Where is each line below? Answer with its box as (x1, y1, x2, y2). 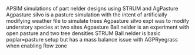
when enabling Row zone (6, 42, 68, 49)
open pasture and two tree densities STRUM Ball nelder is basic (6, 30, 161, 37)
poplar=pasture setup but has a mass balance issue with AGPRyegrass (6, 36, 178, 43)
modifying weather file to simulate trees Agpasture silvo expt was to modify (6, 18, 190, 24)
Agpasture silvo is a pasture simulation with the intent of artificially (6, 11, 168, 18)
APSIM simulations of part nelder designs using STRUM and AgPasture (6, 5, 179, 12)
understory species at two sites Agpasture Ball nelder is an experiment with (6, 23, 190, 30)
